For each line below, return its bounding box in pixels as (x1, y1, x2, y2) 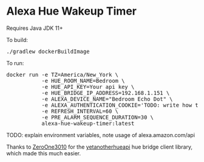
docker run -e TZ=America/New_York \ (6, 71, 119, 78)
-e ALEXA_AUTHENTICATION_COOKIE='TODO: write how (41, 102, 192, 108)
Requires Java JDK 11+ (6, 24, 64, 32)
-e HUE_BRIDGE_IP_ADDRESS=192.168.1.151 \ (41, 90, 170, 96)
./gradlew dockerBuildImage (6, 48, 90, 55)
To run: (6, 59, 24, 66)
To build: (6, 36, 29, 43)
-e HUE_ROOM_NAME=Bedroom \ (41, 77, 125, 84)
